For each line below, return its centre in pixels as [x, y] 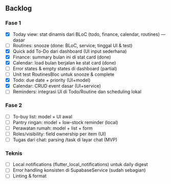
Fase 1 [13, 23]
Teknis [14, 153]
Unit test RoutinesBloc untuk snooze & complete [63, 74]
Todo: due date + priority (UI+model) [51, 80]
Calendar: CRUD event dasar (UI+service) [57, 86]
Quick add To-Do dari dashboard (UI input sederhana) [70, 51]
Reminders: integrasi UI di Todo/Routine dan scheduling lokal [77, 92]
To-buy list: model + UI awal [42, 116]
